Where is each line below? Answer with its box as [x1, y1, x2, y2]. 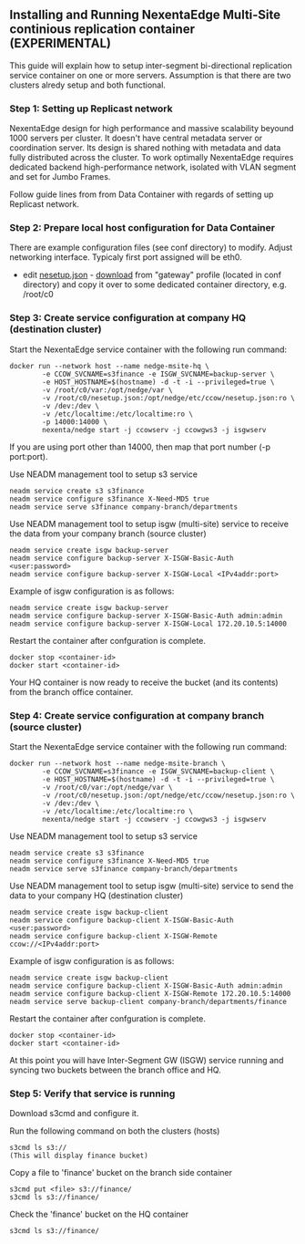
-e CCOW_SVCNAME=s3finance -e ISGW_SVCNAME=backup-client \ [42, 767, 275, 776]
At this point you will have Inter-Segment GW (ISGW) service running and [9, 1055, 284, 1065]
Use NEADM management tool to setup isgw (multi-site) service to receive [9, 518, 290, 529]
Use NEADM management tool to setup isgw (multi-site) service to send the [9, 880, 294, 891]
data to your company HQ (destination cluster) [9, 890, 184, 901]
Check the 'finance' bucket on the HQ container [9, 1208, 189, 1220]
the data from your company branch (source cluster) [9, 528, 207, 539]
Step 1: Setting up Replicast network [9, 102, 173, 115]
